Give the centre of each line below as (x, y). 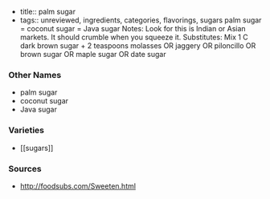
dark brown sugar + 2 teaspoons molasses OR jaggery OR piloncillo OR (138, 46)
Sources (25, 169)
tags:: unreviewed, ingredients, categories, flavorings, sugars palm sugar (141, 20)
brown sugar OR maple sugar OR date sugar (93, 54)
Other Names (35, 75)
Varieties (26, 130)
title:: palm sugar (48, 12)
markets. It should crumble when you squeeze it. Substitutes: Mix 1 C (134, 37)
